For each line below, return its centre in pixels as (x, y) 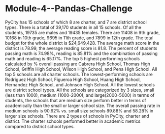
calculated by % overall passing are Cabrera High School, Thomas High (78, 64)
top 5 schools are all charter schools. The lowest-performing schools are (79, 74)
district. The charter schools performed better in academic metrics (73, 121)
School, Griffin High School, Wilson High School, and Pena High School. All (81, 69)
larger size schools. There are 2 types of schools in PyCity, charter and (77, 116)
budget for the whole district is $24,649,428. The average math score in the (82, 43)
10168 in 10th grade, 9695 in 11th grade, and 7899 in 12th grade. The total (79, 38)
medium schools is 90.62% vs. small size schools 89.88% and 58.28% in (79, 110)
